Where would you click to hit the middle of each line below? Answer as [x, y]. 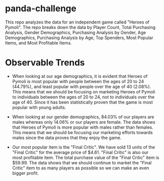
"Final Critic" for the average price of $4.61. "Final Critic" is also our [80, 152]
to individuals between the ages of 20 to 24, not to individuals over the [83, 97]
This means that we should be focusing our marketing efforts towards [82, 132]
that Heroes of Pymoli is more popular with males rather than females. [82, 127]
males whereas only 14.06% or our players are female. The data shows [84, 122]
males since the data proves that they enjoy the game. [67, 137]
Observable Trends [45, 63]
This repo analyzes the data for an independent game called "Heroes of [77, 22]
